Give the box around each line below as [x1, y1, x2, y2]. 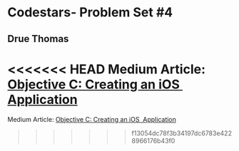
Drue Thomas [7, 33, 69, 45]
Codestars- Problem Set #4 [7, 4, 173, 21]
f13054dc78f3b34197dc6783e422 [131, 129, 232, 137]
